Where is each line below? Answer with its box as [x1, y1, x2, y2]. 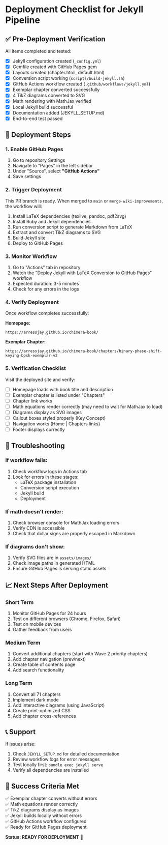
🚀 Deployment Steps [5, 131, 71, 139]
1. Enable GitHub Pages [5, 146, 63, 153]
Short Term [5, 599, 34, 606]
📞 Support [5, 727, 36, 736]
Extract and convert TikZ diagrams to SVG [12, 229, 101, 235]
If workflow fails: [5, 457, 48, 464]
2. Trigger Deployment [5, 186, 62, 193]
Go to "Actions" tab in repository [12, 264, 81, 270]
